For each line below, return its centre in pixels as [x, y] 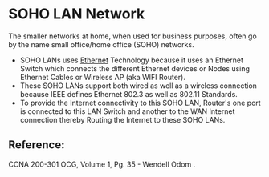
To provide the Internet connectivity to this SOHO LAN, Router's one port [140, 103]
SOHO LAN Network [77, 14]
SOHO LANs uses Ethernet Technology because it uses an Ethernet [131, 60]
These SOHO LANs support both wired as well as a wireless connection [138, 86]
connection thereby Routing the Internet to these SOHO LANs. [122, 119]
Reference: [37, 145]
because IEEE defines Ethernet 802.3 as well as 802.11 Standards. [129, 94]
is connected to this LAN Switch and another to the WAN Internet [127, 111]
